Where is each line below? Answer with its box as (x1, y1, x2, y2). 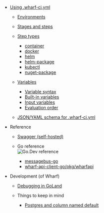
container (24, 43, 45, 49)
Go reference (17, 143, 45, 149)
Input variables (24, 99, 55, 105)
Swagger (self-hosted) (17, 134, 64, 139)
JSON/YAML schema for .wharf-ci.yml (17, 114, 96, 120)
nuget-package (24, 69, 56, 75)
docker (24, 48, 40, 54)
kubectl (24, 64, 41, 70)
